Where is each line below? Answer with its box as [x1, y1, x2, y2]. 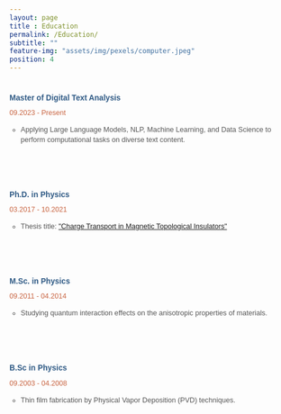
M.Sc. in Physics [9, 276, 70, 286]
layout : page [9, 13, 59, 22]
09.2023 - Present [9, 109, 67, 118]
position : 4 [9, 55, 54, 64]
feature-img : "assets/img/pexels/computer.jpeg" [9, 47, 195, 56]
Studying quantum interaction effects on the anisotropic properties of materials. [21, 309, 267, 318]
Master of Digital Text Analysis [9, 93, 122, 103]
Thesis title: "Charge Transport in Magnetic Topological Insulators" [21, 222, 228, 231]
